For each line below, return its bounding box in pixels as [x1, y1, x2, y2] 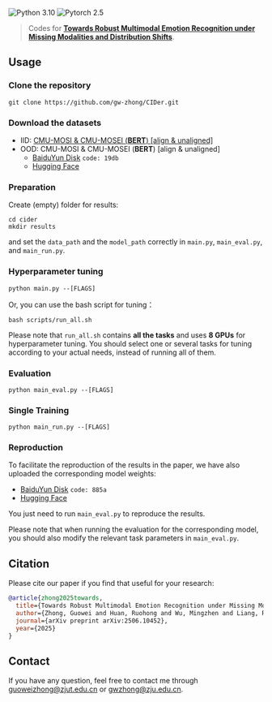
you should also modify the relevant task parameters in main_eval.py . [8, 533, 240, 543]
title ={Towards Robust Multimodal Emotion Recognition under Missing [15, 601, 255, 610]
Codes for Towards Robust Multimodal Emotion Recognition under [28, 24, 256, 32]
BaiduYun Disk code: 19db [32, 153, 119, 162]
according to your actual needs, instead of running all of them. [8, 347, 217, 357]
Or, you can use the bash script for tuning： [8, 299, 155, 309]
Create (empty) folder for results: [8, 200, 119, 210]
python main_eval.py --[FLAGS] [8, 385, 114, 394]
